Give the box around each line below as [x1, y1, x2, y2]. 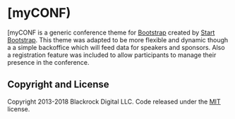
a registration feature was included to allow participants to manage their [7, 51, 217, 59]
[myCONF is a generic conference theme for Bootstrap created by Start [7, 28, 215, 37]
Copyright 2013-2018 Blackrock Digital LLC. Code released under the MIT [7, 97, 221, 106]
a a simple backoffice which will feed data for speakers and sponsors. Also [7, 43, 225, 51]
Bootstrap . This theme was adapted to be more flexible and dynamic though [7, 35, 229, 44]
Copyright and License [7, 79, 109, 91]
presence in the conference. [7, 58, 90, 66]
